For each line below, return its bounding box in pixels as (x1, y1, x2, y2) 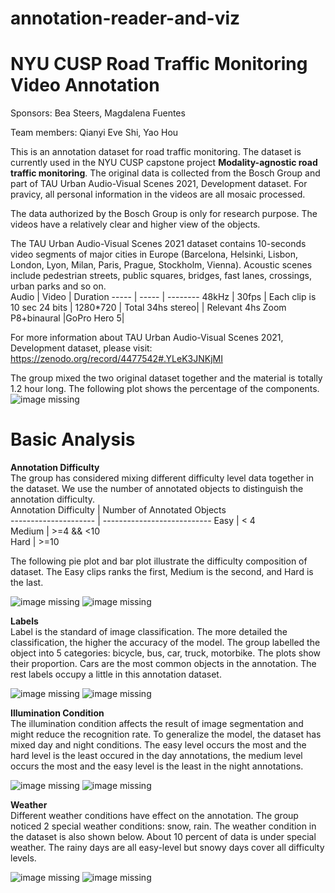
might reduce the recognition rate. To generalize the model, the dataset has (10, 728, 322, 741)
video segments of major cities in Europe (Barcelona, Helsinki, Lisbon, (10, 248, 299, 261)
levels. (10, 852, 37, 864)
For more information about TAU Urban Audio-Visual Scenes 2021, (10, 332, 284, 344)
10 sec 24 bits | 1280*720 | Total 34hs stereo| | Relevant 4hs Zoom (10, 302, 287, 314)
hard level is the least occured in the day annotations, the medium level (10, 750, 303, 762)
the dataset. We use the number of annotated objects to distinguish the (10, 483, 304, 495)
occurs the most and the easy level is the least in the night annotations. (10, 760, 304, 772)
